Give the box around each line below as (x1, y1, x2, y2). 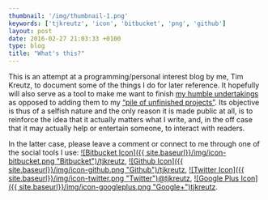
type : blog (8, 42, 45, 50)
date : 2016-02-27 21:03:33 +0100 (8, 34, 121, 43)
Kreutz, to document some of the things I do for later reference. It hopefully (8, 80, 260, 90)
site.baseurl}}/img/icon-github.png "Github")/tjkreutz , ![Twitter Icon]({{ (8, 165, 245, 174)
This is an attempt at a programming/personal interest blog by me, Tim (8, 72, 244, 81)
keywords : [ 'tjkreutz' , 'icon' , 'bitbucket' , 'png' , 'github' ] (8, 19, 227, 28)
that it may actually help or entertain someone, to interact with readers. (8, 123, 245, 133)
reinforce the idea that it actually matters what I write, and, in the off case (8, 115, 253, 124)
